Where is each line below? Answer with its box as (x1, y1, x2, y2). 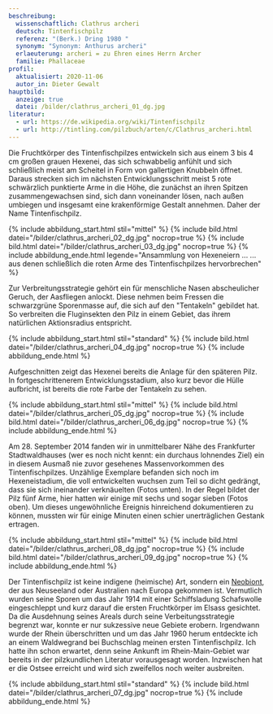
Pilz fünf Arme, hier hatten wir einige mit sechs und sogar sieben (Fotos (8, 493, 249, 503)
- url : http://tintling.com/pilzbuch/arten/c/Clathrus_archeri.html (15, 125, 253, 134)
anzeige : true (15, 95, 63, 103)
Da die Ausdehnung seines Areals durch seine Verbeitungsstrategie (8, 611, 236, 621)
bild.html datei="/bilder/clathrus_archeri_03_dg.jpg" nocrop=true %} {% (8, 241, 249, 251)
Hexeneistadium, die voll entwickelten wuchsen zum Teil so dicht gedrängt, (8, 475, 261, 485)
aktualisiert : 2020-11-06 (15, 72, 104, 81)
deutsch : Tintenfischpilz (15, 27, 104, 35)
